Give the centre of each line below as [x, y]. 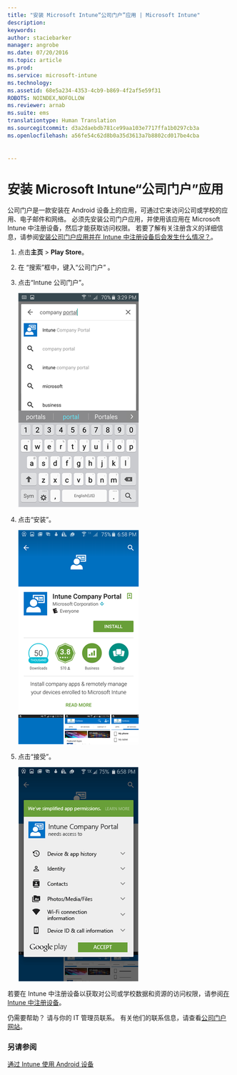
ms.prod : [20, 68]
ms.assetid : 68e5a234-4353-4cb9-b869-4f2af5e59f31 [84, 90]
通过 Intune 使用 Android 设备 [51, 1064]
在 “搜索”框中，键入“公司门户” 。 [66, 267]
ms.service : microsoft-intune [52, 75]
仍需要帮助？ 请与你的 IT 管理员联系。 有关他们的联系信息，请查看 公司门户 [117, 1018]
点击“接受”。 [36, 756]
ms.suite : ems [29, 113]
